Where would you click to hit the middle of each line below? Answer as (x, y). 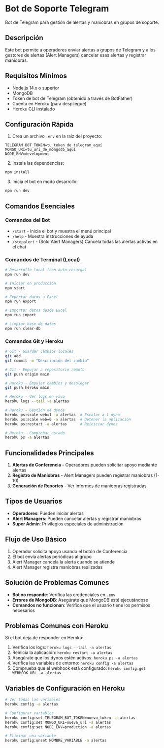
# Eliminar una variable (31, 736)
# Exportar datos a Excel (32, 297)
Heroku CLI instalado (33, 109)
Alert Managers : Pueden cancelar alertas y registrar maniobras (77, 518)
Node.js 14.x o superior (36, 88)
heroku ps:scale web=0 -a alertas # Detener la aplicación (68, 419)
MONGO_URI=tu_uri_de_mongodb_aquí (41, 150)
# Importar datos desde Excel (36, 310)
